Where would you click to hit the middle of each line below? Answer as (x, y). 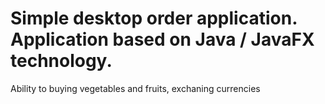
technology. (61, 61)
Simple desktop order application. (154, 18)
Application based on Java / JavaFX (162, 39)
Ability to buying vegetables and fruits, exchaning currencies (135, 88)
